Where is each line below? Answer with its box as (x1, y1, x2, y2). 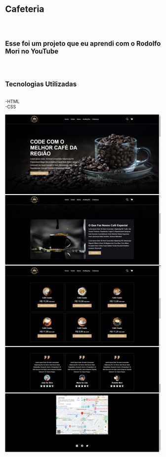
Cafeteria (5, 3, 44, 15)
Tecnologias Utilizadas (5, 80, 77, 89)
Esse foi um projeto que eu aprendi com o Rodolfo (5, 40, 161, 48)
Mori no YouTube (5, 47, 58, 55)
